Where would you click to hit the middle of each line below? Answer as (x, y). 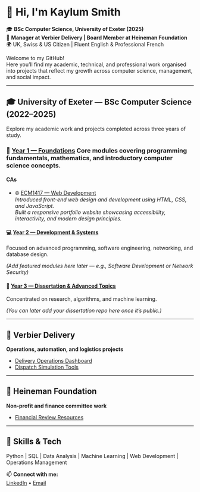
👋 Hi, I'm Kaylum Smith (63, 12)
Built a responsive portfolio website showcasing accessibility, (90, 212)
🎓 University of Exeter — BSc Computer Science (99, 102)
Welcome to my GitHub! (35, 58)
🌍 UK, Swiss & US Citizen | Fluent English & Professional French (85, 44)
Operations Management (37, 462)
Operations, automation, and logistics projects (65, 349)
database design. (27, 254)
